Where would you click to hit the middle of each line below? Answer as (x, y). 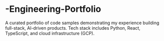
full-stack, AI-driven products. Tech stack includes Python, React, (73, 28)
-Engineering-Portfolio (53, 9)
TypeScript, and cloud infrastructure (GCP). (50, 33)
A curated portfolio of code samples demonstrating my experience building (82, 23)
